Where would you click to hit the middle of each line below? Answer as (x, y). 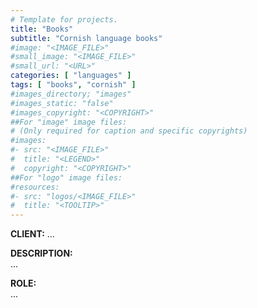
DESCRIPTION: (41, 253)
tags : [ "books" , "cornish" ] (73, 85)
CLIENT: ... (32, 234)
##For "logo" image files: (66, 177)
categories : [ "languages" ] (71, 76)
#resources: (35, 187)
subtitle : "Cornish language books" (86, 38)
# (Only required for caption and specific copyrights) (129, 131)
